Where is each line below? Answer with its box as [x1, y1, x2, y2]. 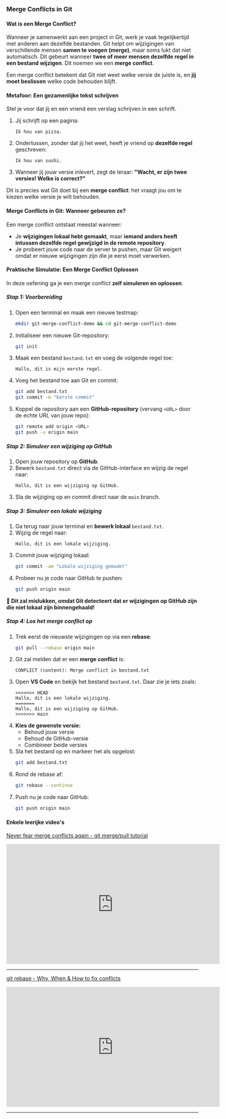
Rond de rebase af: [15, 770, 63, 778]
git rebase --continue [15, 783, 73, 789]
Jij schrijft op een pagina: [15, 117, 79, 124]
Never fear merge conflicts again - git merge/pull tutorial [6, 832, 148, 839]
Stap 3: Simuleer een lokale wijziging [6, 507, 102, 514]
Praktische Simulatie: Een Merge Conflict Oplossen [6, 266, 139, 273]
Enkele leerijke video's [6, 819, 65, 826]
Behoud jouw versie [24, 728, 74, 736]
